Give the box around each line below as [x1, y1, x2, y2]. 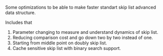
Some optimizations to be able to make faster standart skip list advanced [5, 5, 156, 10]
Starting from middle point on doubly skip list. [12, 40, 107, 46]
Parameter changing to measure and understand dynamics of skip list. [12, 29, 158, 35]
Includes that [5, 20, 33, 25]
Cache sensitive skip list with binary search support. [12, 45, 121, 51]
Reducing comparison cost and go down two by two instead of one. [12, 35, 153, 40]
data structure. [5, 10, 36, 16]
